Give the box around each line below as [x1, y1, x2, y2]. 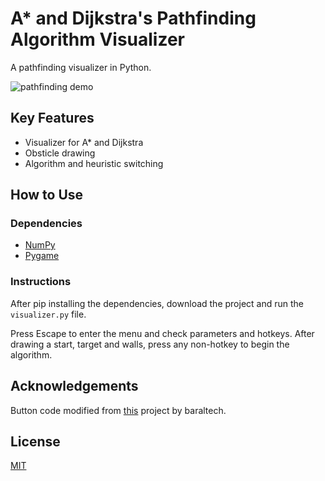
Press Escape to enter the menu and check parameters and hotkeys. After [10, 327, 315, 339]
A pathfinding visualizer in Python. [10, 61, 152, 73]
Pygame [24, 250, 60, 262]
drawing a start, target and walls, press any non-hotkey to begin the [10, 338, 290, 350]
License [10, 433, 61, 450]
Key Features [10, 110, 95, 127]
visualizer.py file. [10, 308, 87, 320]
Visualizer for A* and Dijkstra [24, 136, 144, 148]
